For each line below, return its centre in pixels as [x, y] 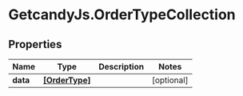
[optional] [170, 80]
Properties [35, 44]
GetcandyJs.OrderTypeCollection [122, 15]
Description [121, 67]
